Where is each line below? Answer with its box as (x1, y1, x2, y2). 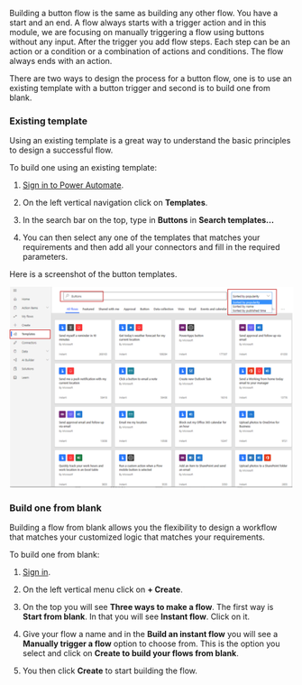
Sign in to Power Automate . (22, 180, 124, 190)
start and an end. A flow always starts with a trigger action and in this (9, 17, 267, 28)
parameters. (22, 252, 69, 263)
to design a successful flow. (9, 144, 114, 156)
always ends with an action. (9, 56, 113, 66)
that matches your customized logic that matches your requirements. (9, 532, 266, 542)
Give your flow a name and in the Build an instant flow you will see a (22, 628, 278, 639)
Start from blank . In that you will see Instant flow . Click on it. (22, 611, 251, 622)
